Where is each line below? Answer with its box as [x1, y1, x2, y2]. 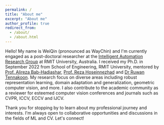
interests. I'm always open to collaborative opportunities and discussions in [5, 110, 158, 116]
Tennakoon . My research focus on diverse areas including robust [5, 74, 137, 80]
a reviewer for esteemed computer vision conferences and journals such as [5, 90, 159, 96]
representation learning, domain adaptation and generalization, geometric [5, 79, 155, 85]
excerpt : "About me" [5, 16, 48, 21]
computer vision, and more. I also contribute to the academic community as [5, 85, 159, 91]
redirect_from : [5, 26, 36, 31]
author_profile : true [5, 21, 50, 26]
